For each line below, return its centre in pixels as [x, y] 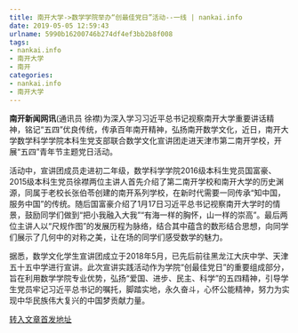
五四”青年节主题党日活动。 [69, 151]
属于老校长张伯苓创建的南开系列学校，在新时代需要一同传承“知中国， [159, 193]
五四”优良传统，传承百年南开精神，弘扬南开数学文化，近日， [155, 129]
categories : [31, 75]
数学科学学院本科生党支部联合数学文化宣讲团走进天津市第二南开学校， [145, 140]
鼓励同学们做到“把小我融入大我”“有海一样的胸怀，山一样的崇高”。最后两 [156, 215]
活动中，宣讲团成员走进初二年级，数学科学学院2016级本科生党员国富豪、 [143, 170]
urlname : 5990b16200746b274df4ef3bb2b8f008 [91, 34]
